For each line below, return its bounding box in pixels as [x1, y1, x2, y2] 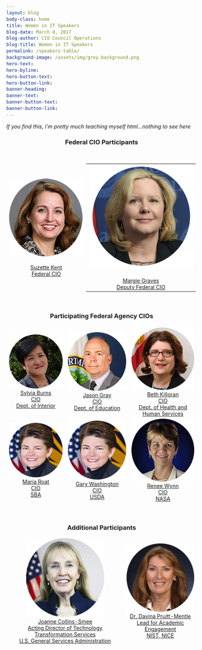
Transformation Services [34, 631, 96, 638]
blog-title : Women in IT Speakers [6, 42, 94, 48]
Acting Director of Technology [27, 624, 103, 631]
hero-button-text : [6, 73, 53, 80]
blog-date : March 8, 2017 [6, 29, 71, 35]
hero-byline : [6, 67, 39, 73]
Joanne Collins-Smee [37, 617, 93, 625]
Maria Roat [22, 478, 50, 485]
